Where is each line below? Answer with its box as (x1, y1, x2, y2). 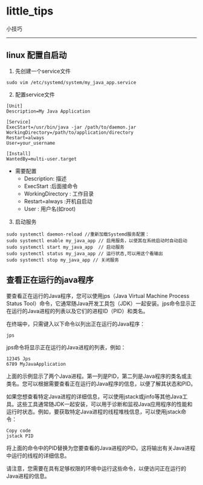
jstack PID (6, 433, 34, 439)
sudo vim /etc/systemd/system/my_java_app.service (6, 79, 137, 85)
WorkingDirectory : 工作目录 (24, 190, 94, 197)
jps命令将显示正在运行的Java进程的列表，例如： (6, 343, 126, 351)
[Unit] (6, 103, 23, 109)
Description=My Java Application (6, 108, 91, 114)
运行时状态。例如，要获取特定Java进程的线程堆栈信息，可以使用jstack (6, 407, 181, 415)
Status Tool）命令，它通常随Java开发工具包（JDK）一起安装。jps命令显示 (6, 300, 191, 307)
